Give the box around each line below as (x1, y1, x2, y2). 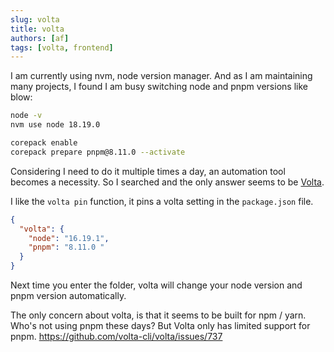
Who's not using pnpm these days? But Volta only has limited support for (10, 320, 311, 331)
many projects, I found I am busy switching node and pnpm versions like (10, 81, 308, 93)
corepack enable (10, 138, 78, 148)
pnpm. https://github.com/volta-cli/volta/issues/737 (10, 331, 223, 342)
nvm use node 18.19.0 (10, 120, 101, 130)
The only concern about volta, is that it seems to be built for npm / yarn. (10, 309, 307, 321)
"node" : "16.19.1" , (28, 233, 110, 243)
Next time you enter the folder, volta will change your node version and (10, 279, 303, 291)
